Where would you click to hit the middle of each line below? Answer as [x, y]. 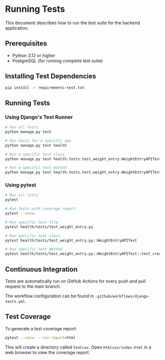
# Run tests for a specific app [38, 141]
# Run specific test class [33, 236]
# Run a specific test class [35, 154]
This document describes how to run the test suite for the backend [73, 23]
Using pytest [21, 185]
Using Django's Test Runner [39, 117]
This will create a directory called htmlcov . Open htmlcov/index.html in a [78, 347]
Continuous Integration [41, 269]
